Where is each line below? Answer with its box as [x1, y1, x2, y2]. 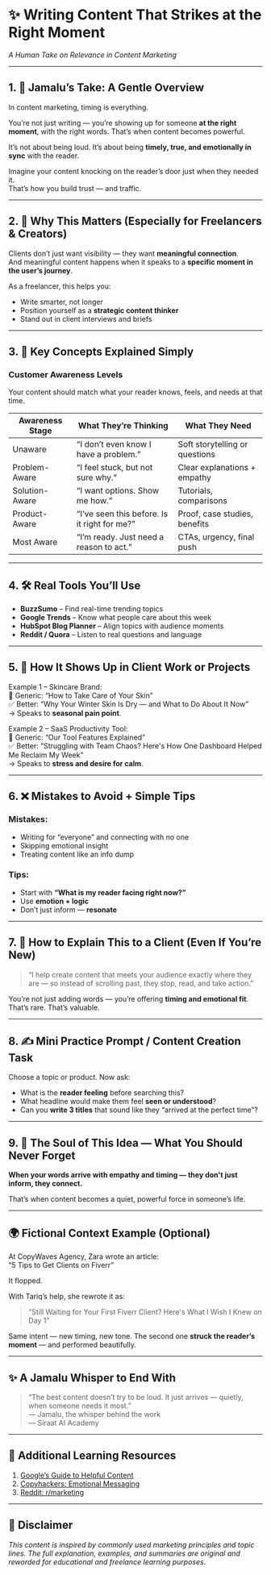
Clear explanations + [177, 462, 256, 473]
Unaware [12, 444, 47, 455]
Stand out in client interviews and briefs [19, 314, 152, 323]
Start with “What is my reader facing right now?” [19, 887, 186, 897]
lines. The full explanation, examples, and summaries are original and [8, 1548, 240, 1558]
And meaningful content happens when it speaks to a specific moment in [8, 256, 254, 267]
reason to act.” [76, 542, 132, 553]
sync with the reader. [8, 151, 80, 160]
